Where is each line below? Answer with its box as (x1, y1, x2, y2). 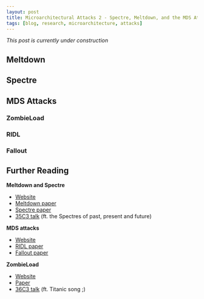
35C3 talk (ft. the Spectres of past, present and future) (15, 213, 152, 220)
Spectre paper (15, 206, 52, 213)
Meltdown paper (15, 200, 56, 207)
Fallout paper (15, 249, 49, 256)
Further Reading (6, 165, 69, 176)
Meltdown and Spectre (6, 182, 65, 189)
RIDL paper (15, 242, 44, 250)
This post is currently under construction (6, 37, 109, 44)
